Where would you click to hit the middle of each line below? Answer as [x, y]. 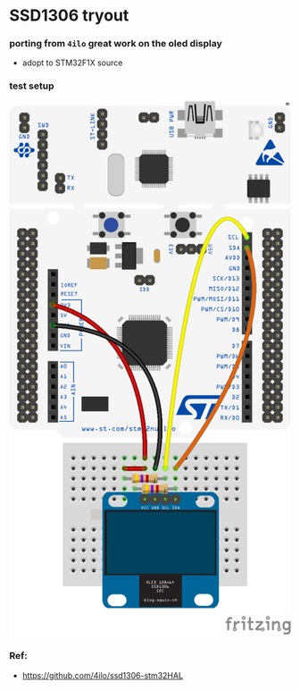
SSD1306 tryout [69, 16]
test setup [32, 86]
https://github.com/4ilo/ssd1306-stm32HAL [103, 675]
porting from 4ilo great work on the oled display [116, 44]
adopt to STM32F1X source [72, 63]
